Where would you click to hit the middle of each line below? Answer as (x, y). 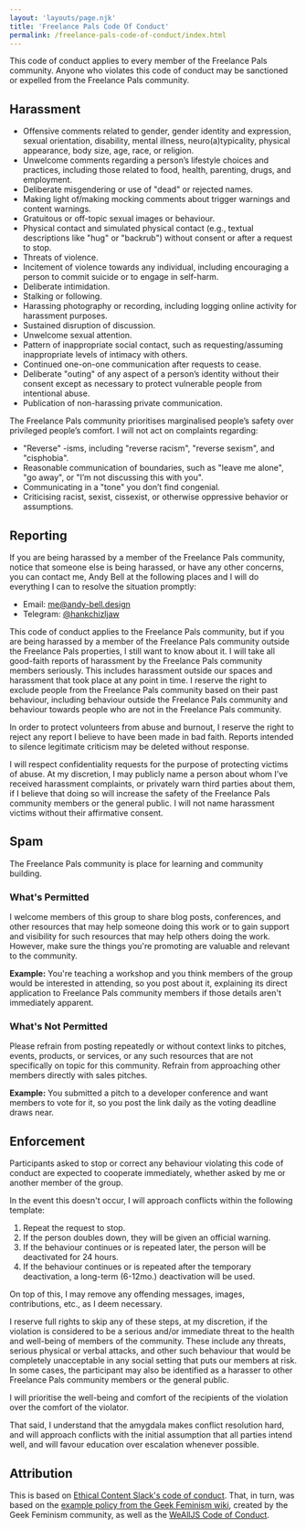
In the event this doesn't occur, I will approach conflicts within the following (151, 1201)
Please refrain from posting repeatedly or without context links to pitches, (148, 1046)
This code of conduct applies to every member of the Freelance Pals (138, 61)
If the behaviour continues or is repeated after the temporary (137, 1267)
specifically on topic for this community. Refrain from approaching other (145, 1065)
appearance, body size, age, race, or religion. (108, 151)
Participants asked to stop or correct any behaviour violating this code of (147, 1163)
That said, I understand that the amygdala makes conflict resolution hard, (147, 1425)
